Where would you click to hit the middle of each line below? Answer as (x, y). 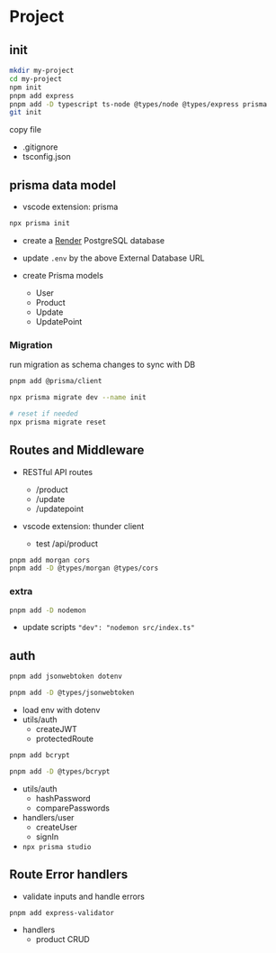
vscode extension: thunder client (83, 526)
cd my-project (36, 78)
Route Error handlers (69, 875)
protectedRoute (65, 739)
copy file (26, 130)
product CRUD (62, 939)
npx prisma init (40, 224)
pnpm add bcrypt (40, 756)
